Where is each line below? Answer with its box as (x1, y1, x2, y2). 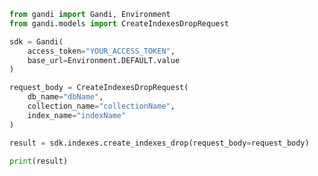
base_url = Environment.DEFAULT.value (27, 55, 181, 65)
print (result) (9, 156, 69, 166)
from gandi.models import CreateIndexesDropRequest (9, 18, 229, 29)
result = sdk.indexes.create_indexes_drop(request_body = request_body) (9, 138, 310, 148)
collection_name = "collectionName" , (27, 101, 176, 111)
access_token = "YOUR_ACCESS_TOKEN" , (27, 46, 176, 56)
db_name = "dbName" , (27, 92, 104, 102)
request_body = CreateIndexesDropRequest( (9, 83, 189, 93)
